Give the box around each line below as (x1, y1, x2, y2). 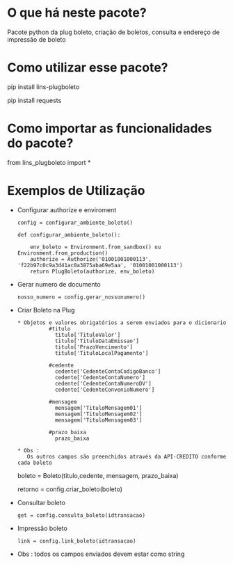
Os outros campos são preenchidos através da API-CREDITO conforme (26, 453, 227, 460)
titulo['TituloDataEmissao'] (54, 337, 139, 344)
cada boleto (17, 459, 52, 466)
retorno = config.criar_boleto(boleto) (17, 485, 123, 493)
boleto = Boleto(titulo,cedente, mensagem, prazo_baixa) (17, 471, 179, 479)
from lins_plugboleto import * (7, 158, 91, 166)
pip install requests (7, 96, 62, 104)
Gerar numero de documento (17, 280, 101, 288)
